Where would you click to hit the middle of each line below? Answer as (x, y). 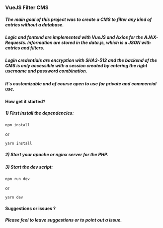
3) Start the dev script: (29, 167)
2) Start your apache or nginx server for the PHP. (57, 154)
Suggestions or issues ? (31, 208)
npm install (17, 125)
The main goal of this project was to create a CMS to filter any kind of (79, 19)
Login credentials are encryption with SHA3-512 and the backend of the (81, 60)
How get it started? (25, 102)
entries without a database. (35, 24)
